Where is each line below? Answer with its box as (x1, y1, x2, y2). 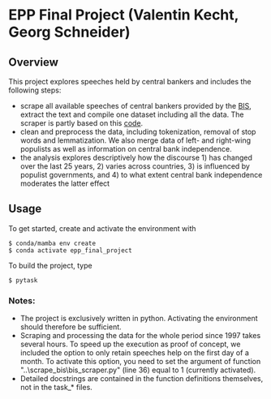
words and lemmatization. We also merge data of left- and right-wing (19, 135, 252, 145)
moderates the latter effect (19, 178, 110, 188)
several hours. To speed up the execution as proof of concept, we (19, 339, 241, 350)
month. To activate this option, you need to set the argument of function (19, 357, 261, 367)
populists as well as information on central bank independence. (19, 144, 233, 153)
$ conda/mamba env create (8, 239, 96, 247)
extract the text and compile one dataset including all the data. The (19, 109, 245, 119)
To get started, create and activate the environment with (8, 223, 196, 233)
